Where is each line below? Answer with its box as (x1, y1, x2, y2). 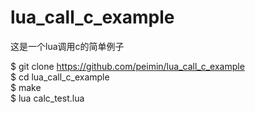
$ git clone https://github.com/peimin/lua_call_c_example (10, 60, 245, 72)
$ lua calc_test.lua (10, 92, 85, 104)
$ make (10, 81, 42, 93)
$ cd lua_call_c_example (10, 71, 110, 83)
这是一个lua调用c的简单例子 (10, 40, 125, 52)
